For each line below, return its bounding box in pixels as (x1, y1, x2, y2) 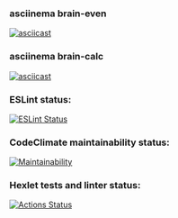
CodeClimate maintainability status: (9, 136, 170, 149)
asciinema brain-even (9, 7, 107, 20)
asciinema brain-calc (9, 50, 104, 63)
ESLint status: (9, 93, 72, 105)
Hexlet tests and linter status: (9, 179, 141, 192)
